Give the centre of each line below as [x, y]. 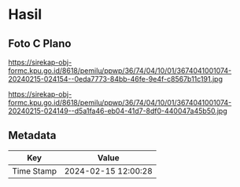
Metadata [32, 136]
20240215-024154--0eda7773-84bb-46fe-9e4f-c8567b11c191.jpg [115, 79]
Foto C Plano [40, 44]
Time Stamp [35, 170]
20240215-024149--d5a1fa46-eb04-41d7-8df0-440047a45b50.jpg [118, 111]
